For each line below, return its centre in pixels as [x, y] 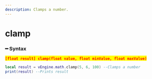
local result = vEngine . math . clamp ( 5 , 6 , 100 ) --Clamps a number [73, 67]
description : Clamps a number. [37, 9]
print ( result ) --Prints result [37, 71]
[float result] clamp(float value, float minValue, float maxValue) [76, 59]
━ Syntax [16, 48]
